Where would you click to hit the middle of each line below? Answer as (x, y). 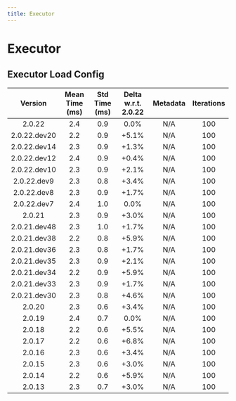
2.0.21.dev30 (33, 295)
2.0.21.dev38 (33, 238)
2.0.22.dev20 (33, 135)
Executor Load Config (56, 75)
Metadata (169, 103)
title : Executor (31, 14)
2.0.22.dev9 (33, 181)
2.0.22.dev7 (33, 203)
